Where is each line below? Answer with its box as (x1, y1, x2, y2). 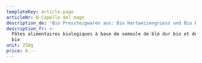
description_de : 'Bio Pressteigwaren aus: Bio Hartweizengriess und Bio (6, 20, 192, 26)
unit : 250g (6, 43, 34, 49)
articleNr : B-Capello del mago (6, 14, 85, 20)
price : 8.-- (6, 48, 36, 54)
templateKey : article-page (6, 8, 74, 15)
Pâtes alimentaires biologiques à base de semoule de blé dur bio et (11, 31, 189, 37)
